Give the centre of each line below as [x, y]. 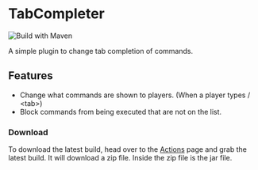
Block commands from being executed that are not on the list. [121, 111]
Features [31, 76]
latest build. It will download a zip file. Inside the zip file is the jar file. [120, 158]
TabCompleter [56, 14]
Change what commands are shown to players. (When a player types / [135, 95]
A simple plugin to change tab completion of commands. [100, 51]
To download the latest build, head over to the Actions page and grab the [128, 149]
